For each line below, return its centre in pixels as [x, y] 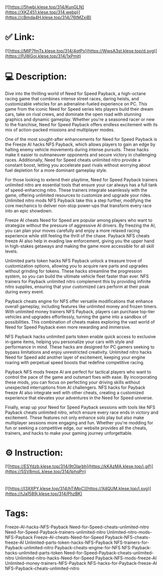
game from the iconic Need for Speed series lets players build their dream [79, 109]
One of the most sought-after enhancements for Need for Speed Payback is [81, 139]
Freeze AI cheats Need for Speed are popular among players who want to [79, 220]
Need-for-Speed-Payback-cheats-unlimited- [109, 553]
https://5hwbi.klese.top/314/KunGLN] [47, 7]
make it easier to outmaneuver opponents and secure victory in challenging [81, 154]
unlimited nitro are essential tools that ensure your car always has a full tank [81, 185]
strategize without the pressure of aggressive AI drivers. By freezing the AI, [81, 225]
